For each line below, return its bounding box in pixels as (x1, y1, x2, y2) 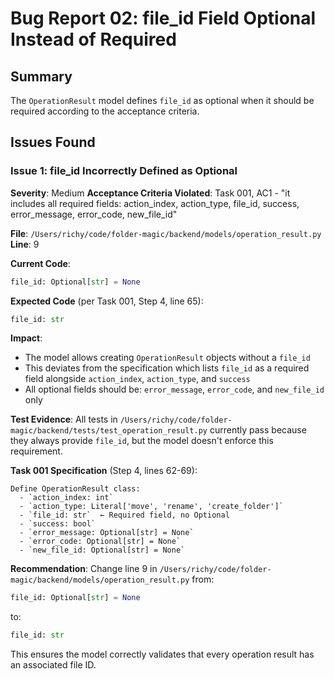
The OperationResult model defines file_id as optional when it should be (10, 95, 315, 106)
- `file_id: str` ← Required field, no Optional (19, 510, 230, 521)
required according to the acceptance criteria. (10, 105, 200, 117)
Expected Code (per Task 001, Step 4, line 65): (10, 295, 204, 307)
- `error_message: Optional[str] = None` (19, 528, 195, 538)
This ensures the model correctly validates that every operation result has (10, 648, 315, 661)
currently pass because (209, 424, 307, 436)
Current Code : (10, 257, 71, 269)
